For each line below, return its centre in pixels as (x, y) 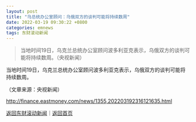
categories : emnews (30, 28)
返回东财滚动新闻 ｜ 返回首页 (39, 113)
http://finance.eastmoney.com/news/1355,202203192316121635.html (89, 101)
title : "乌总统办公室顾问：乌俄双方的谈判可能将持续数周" (68, 17)
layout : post (22, 11)
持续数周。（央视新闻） (58, 58)
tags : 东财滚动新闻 (27, 33)
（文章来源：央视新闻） (34, 89)
